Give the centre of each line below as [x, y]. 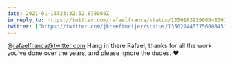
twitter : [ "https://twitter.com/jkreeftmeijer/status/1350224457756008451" [118, 26]
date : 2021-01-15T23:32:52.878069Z [58, 13]
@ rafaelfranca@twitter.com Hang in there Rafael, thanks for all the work [109, 46]
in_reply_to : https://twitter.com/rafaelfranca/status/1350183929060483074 [118, 20]
